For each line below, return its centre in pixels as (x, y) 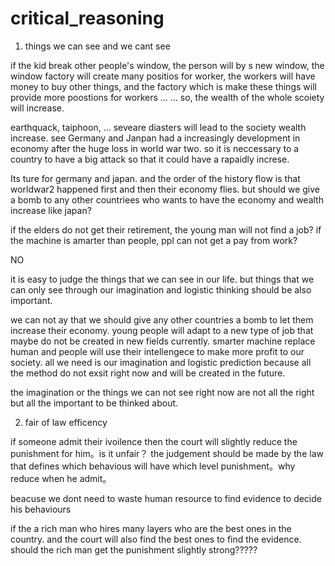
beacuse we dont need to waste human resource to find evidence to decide (166, 498)
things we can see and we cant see (97, 46)
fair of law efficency (66, 422)
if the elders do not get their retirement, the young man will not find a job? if (166, 229)
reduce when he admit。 (61, 478)
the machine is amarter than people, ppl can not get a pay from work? (154, 240)
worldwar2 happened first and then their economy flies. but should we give (165, 189)
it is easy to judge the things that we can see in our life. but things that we (162, 279)
